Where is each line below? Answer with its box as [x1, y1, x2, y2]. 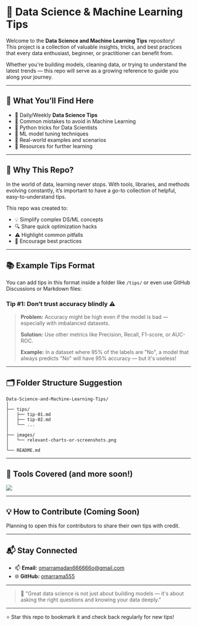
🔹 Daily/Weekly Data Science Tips [14, 111, 98, 118]
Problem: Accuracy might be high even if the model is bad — [20, 313, 168, 320]
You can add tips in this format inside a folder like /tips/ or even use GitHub [6, 279, 191, 286]
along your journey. [6, 73, 53, 80]
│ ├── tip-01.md [6, 411, 51, 418]
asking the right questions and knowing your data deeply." [20, 596, 161, 603]
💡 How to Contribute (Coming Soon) [6, 506, 140, 516]
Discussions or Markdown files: [6, 285, 82, 292]
